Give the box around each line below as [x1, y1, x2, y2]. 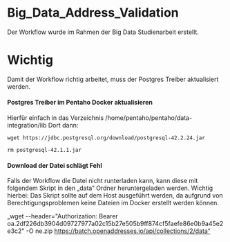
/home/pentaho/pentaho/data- [105, 114, 193, 122]
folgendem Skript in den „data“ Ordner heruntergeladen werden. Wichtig [7, 184, 213, 192]
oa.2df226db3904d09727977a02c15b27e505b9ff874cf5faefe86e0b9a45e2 [7, 220, 224, 228]
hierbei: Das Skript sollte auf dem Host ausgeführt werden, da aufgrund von [7, 191, 223, 200]
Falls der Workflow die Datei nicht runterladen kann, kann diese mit [7, 177, 198, 185]
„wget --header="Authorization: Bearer [7, 212, 119, 221]
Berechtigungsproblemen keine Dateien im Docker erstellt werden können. [7, 199, 220, 207]
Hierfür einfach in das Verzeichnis [7, 114, 104, 122]
